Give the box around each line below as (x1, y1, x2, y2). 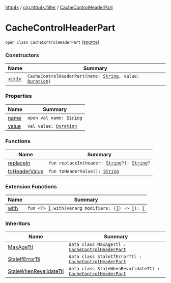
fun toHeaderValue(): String (48, 168, 120, 174)
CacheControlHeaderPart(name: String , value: (27, 73, 140, 79)
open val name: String (27, 115, 82, 121)
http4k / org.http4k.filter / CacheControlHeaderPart (5, 5, 113, 10)
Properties (5, 93, 32, 100)
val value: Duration (27, 123, 77, 129)
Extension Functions (5, 183, 57, 190)
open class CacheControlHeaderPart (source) (5, 39, 100, 45)
